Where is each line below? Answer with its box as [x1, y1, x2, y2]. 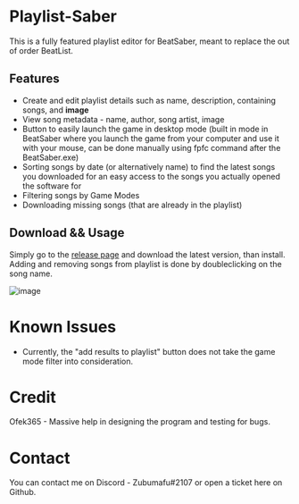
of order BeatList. [9, 45, 74, 55]
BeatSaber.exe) [21, 152, 79, 163]
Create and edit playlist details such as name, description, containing [21, 95, 277, 105]
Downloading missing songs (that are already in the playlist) [21, 199, 243, 210]
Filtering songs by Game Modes [21, 189, 140, 200]
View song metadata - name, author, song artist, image [21, 113, 225, 124]
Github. [9, 487, 37, 498]
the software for [21, 181, 82, 191]
